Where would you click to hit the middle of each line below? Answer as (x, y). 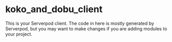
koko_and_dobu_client (54, 9)
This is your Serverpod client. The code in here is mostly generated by (80, 23)
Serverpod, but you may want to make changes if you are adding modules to (86, 28)
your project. (19, 34)
